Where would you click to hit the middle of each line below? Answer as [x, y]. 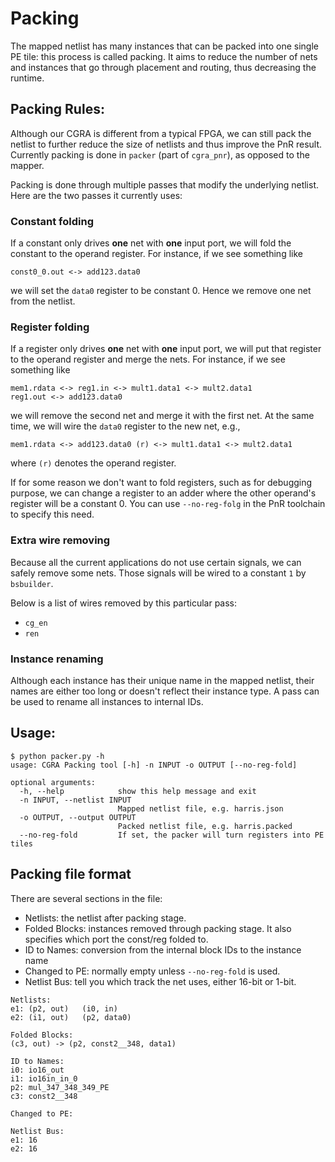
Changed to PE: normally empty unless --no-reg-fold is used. [152, 971]
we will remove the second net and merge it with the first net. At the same [162, 416]
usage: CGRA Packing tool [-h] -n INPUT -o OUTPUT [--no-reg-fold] [154, 765]
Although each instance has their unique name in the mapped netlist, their [162, 680]
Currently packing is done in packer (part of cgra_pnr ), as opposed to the [160, 154]
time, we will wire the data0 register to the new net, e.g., [125, 426]
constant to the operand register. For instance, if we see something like [156, 254]
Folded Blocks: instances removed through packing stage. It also [158, 928]
